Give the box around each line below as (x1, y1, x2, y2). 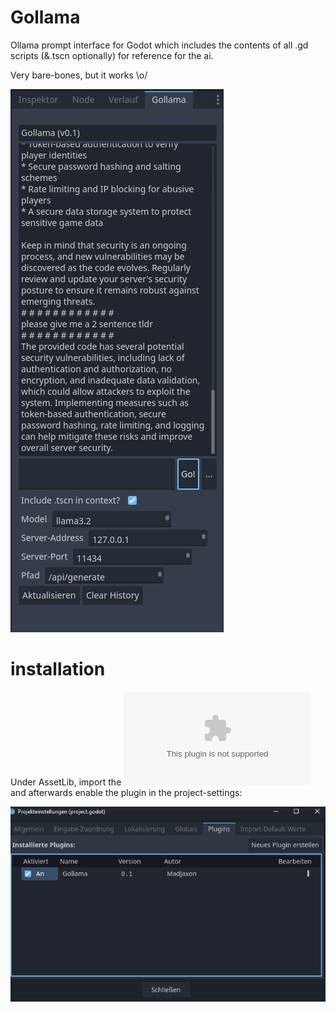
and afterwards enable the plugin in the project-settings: (10, 786, 243, 798)
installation (10, 658, 106, 681)
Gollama (10, 6, 81, 29)
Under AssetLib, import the (10, 776, 122, 788)
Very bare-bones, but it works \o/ (10, 69, 148, 81)
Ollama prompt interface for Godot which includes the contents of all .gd (10, 39, 309, 51)
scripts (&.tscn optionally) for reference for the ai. (10, 49, 214, 61)
